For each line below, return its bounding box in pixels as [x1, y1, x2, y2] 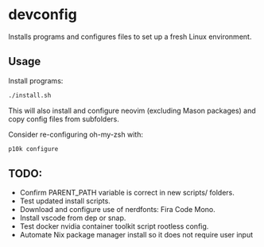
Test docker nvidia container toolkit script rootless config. [19, 222, 209, 231]
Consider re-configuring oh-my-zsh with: [8, 129, 143, 139]
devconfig [8, 6, 77, 24]
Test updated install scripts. [19, 196, 111, 206]
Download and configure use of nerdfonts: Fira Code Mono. [19, 205, 216, 214]
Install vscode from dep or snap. [19, 213, 126, 223]
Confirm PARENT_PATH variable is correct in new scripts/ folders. [19, 188, 235, 198]
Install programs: [8, 75, 64, 85]
